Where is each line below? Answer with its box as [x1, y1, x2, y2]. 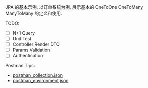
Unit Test [12, 36, 32, 42]
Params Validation [12, 47, 50, 53]
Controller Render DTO [12, 41, 60, 47]
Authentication [12, 53, 43, 59]
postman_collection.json [12, 72, 63, 78]
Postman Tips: [5, 63, 35, 69]
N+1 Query [12, 30, 35, 36]
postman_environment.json [12, 78, 69, 84]
